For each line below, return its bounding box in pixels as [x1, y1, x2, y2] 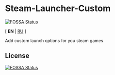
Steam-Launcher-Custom [5, 3, 111, 14]
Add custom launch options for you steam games [5, 37, 103, 44]
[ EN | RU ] [5, 28, 27, 34]
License [5, 52, 30, 60]
